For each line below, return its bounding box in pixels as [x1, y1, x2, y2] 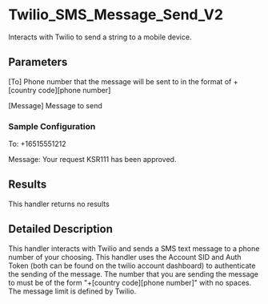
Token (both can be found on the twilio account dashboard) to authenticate [8, 261, 256, 270]
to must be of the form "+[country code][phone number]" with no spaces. [8, 278, 252, 287]
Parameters [8, 55, 68, 69]
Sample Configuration [8, 120, 96, 132]
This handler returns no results [8, 199, 110, 209]
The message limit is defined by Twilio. [8, 286, 137, 296]
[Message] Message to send [8, 100, 102, 110]
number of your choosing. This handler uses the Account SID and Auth [8, 252, 242, 261]
